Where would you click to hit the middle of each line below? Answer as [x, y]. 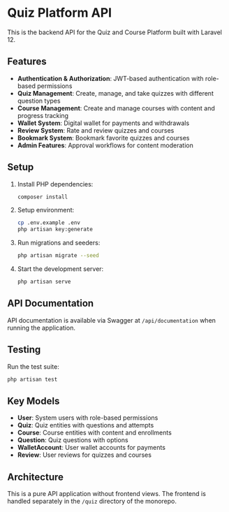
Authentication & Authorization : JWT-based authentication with [110, 78]
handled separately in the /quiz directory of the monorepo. [92, 502]
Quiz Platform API [60, 13]
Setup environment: [46, 210]
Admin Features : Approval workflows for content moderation [105, 145]
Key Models [34, 401]
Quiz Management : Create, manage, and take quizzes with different [116, 93]
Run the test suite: [33, 366]
